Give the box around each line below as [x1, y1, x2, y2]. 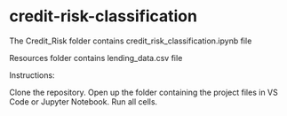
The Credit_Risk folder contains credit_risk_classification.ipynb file [9, 35, 252, 46]
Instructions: [9, 69, 55, 81]
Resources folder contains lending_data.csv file [9, 52, 183, 63]
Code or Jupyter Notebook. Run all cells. [9, 96, 158, 107]
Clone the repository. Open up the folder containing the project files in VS [9, 87, 278, 97]
